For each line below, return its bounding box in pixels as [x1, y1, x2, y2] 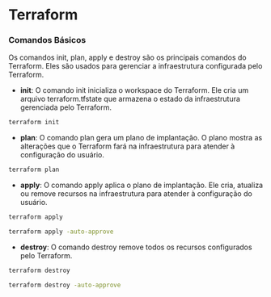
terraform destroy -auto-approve [8, 281, 121, 289]
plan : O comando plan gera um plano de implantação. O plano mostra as [19, 133, 263, 143]
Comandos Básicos [8, 35, 87, 46]
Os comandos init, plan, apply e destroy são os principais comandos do [8, 52, 247, 62]
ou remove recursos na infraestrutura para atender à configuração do [19, 189, 252, 199]
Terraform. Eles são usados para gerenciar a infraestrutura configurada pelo [8, 61, 263, 71]
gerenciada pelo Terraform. [19, 102, 112, 112]
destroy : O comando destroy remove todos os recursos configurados [19, 242, 252, 252]
